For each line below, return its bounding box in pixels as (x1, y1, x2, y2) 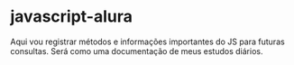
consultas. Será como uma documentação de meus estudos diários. (10, 45, 263, 56)
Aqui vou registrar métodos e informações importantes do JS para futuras (10, 36, 285, 47)
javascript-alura (10, 6, 133, 27)
